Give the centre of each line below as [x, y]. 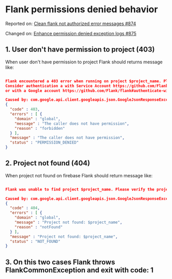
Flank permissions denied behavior [82, 9]
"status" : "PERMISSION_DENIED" [45, 143]
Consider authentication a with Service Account [58, 86]
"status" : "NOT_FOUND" [35, 241]
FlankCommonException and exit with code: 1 [79, 270]
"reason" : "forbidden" [40, 128]
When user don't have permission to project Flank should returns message [84, 62]
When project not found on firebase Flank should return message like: [79, 175]
